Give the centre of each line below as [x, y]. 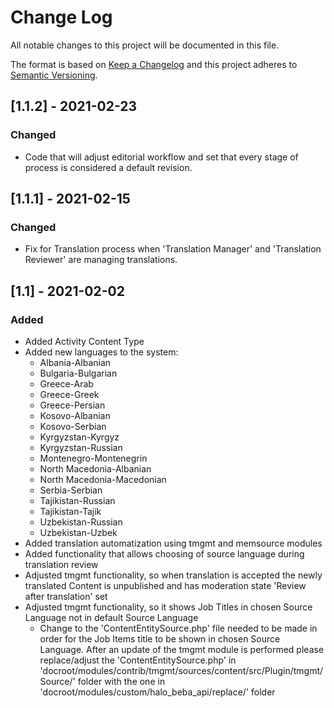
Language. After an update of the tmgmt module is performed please [182, 649]
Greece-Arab [66, 384]
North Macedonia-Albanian [95, 469]
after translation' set [66, 596]
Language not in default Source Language [111, 617]
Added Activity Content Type [84, 341]
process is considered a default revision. [108, 167]
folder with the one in [121, 681]
